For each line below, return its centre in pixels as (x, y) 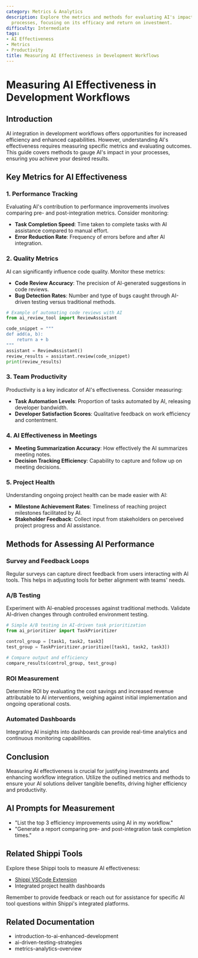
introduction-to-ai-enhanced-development (67, 936)
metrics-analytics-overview (48, 949)
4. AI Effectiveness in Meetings (52, 435)
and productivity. (27, 790)
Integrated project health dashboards (60, 886)
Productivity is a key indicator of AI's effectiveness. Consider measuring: (94, 389)
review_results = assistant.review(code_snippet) (68, 356)
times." (23, 835)
